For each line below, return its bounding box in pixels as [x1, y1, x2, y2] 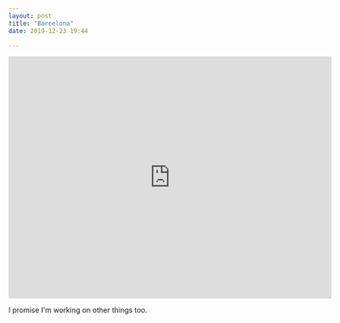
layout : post [8, 11, 52, 20]
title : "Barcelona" [8, 19, 74, 27]
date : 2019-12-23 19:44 [8, 27, 89, 35]
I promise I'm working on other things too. [8, 305, 148, 315]
